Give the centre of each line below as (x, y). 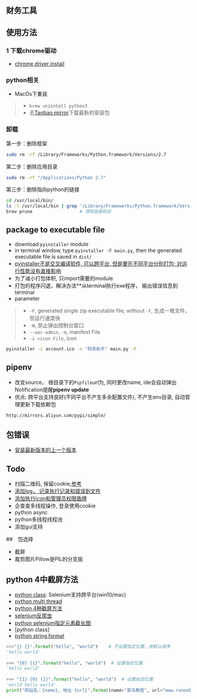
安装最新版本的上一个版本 (45, 450)
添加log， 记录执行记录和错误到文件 (58, 491)
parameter (27, 298)
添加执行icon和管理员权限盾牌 (50, 499)
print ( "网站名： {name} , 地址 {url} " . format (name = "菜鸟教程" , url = (84, 690)
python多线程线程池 (38, 520)
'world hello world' (31, 685)
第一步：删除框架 (27, 143)
